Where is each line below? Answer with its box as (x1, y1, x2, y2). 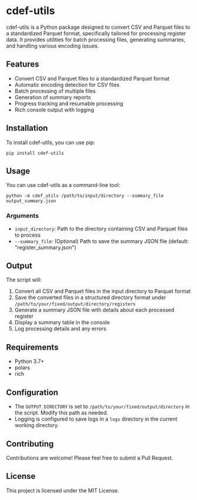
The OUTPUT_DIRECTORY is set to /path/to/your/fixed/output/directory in (14, 403, 190, 410)
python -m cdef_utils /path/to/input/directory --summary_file (6, 193, 164, 199)
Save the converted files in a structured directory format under (14, 294, 166, 301)
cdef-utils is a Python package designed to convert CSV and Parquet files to (6, 24, 191, 31)
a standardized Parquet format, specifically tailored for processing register (6, 29, 186, 36)
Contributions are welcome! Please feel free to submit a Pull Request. (6, 454, 174, 461)
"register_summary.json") (14, 244, 77, 251)
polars (14, 364, 30, 371)
